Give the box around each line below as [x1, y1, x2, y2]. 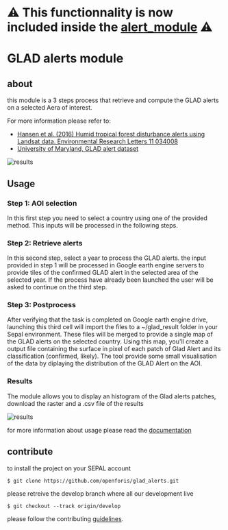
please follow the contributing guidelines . [7, 514, 124, 522]
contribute [7, 446, 53, 457]
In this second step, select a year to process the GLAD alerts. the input [7, 254, 207, 262]
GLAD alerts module [7, 51, 124, 67]
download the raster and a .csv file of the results [7, 399, 144, 407]
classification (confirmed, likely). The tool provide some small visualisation [7, 352, 217, 361]
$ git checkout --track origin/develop [7, 503, 121, 509]
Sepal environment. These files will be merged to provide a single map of [7, 330, 214, 339]
